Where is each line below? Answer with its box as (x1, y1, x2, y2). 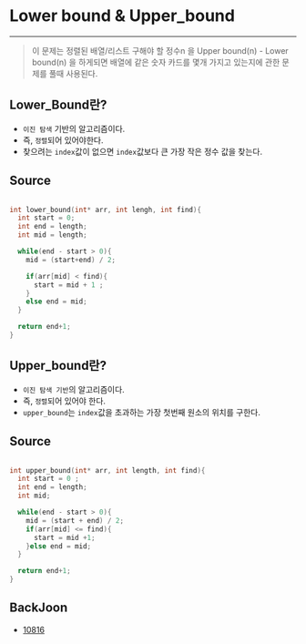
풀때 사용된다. (48, 67, 98, 78)
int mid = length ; (17, 230, 88, 240)
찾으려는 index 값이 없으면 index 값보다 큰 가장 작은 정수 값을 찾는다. (22, 146, 262, 157)
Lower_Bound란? (9, 97, 107, 113)
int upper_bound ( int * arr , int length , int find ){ (9, 465, 206, 475)
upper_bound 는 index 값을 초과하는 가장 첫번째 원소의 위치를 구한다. (22, 406, 261, 417)
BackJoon (9, 600, 68, 616)
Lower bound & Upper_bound (9, 5, 235, 26)
